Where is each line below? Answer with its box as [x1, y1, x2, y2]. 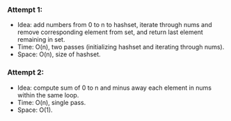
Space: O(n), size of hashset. [17, 50, 101, 58]
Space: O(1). [17, 106, 54, 114]
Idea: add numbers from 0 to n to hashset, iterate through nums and [17, 21, 212, 29]
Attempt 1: [7, 5, 43, 15]
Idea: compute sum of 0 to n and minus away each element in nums [17, 83, 212, 92]
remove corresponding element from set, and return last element [17, 28, 203, 36]
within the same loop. [17, 90, 79, 99]
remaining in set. [17, 35, 65, 44]
